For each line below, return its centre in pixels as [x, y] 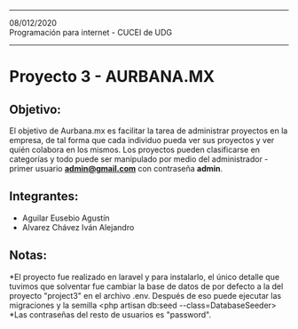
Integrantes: [44, 197]
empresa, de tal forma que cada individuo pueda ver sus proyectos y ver [142, 140]
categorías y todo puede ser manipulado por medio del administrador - [139, 159]
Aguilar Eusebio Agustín [66, 218]
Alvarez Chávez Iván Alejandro [78, 227]
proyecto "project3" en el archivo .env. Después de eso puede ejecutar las [145, 295]
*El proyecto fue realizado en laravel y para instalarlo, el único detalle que [145, 277]
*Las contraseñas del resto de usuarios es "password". [110, 314]
